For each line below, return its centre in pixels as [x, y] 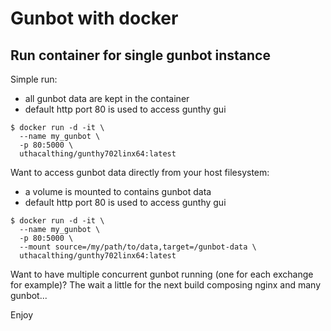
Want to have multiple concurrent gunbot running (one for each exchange [162, 274]
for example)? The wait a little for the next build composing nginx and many [166, 285]
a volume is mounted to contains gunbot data [118, 191]
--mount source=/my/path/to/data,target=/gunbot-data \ [138, 247]
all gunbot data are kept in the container [107, 98]
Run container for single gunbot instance [140, 55]
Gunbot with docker [94, 18]
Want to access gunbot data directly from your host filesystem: [140, 172]
